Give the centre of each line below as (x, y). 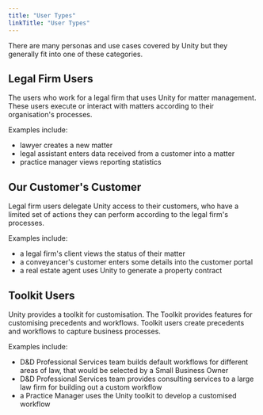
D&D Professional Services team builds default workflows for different (134, 362)
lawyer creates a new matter (66, 145)
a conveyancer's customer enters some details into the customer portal (136, 262)
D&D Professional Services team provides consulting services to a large (137, 379)
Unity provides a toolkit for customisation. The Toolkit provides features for (131, 314)
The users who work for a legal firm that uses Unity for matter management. (132, 98)
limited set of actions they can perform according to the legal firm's (118, 215)
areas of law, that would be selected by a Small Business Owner (124, 370)
